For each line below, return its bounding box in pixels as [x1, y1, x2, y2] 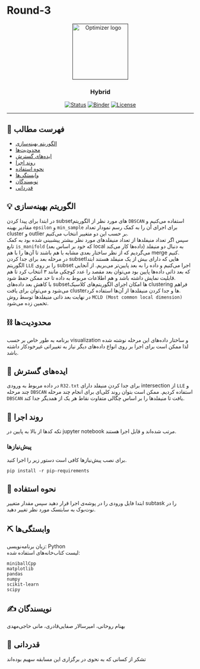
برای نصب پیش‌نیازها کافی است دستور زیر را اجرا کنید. [7, 456, 127, 463]
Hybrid [90, 88, 111, 96]
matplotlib [7, 566, 34, 572]
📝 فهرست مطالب [7, 124, 65, 134]
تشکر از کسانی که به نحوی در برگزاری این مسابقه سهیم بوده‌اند [7, 655, 146, 662]
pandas [7, 571, 23, 577]
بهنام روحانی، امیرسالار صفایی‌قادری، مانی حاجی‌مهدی [7, 623, 125, 630]
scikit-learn [7, 581, 39, 587]
